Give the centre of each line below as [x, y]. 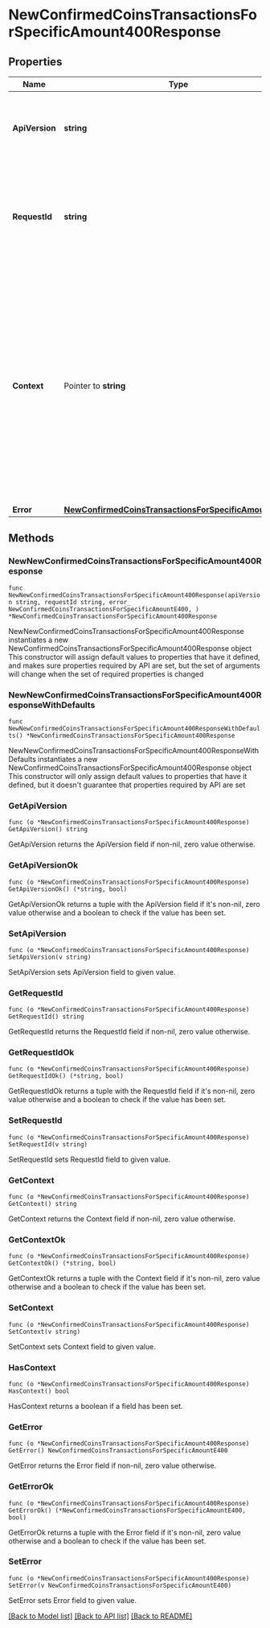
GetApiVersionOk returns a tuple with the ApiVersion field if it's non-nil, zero [134, 904]
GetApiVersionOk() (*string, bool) [68, 889]
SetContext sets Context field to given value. [82, 1346]
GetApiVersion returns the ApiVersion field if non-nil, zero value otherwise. [132, 844]
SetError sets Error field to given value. [73, 1600]
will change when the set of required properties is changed [106, 673]
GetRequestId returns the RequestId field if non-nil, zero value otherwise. [129, 1032]
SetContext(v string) [45, 1332]
